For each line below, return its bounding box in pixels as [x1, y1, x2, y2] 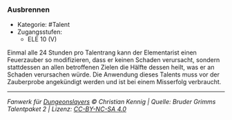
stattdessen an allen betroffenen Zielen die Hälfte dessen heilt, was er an [7, 63, 215, 72]
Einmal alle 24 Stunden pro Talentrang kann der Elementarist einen [7, 48, 197, 57]
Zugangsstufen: [17, 28, 63, 36]
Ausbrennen [7, 5, 50, 14]
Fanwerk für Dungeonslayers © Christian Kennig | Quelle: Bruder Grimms [7, 98, 216, 106]
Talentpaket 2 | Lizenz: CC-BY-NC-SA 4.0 [7, 105, 126, 113]
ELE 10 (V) [27, 35, 57, 43]
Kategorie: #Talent [17, 21, 70, 29]
